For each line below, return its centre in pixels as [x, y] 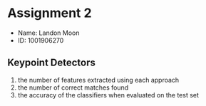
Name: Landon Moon [48, 33]
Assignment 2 [50, 13]
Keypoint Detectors [52, 63]
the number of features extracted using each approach [98, 80]
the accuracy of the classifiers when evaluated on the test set [108, 95]
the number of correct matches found [73, 88]
